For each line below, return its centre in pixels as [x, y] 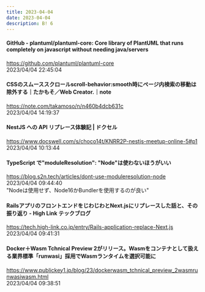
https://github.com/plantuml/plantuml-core [60, 63]
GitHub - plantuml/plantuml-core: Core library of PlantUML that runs [95, 43]
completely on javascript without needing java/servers [77, 49]
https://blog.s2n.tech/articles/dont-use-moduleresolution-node [86, 177]
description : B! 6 [30, 23]
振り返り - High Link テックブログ [49, 213]
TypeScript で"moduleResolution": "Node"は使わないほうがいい [89, 162]
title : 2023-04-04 [30, 12]
